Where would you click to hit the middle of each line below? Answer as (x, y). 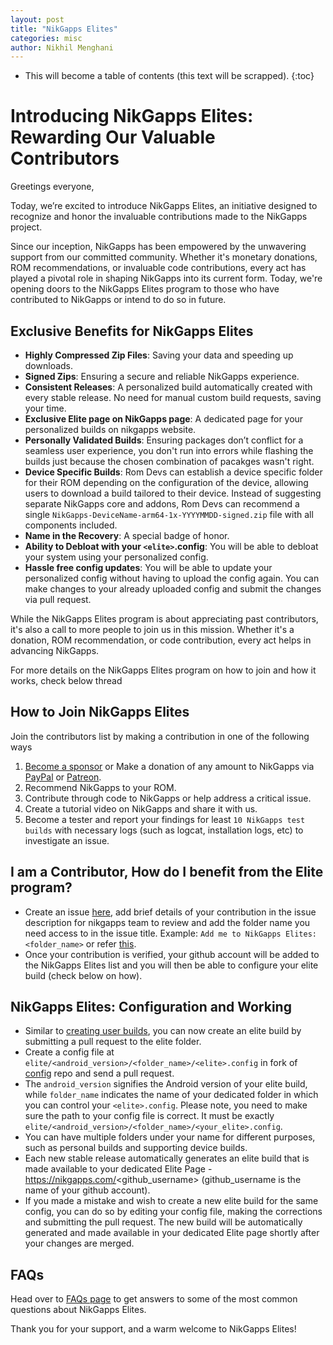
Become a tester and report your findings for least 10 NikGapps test (165, 819)
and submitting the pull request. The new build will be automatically (163, 1222)
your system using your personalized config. (116, 557)
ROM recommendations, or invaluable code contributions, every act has (158, 268)
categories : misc (46, 38)
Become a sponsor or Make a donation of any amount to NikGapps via (169, 766)
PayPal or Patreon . (63, 777)
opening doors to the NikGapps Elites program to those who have (145, 289)
